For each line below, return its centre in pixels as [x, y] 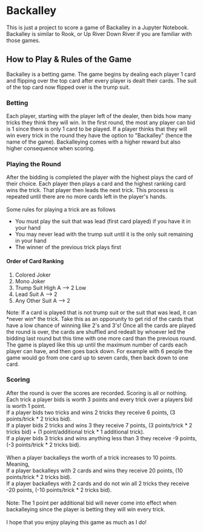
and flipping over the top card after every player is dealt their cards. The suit [101, 80]
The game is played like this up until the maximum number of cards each [97, 345]
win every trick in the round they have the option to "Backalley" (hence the [99, 136]
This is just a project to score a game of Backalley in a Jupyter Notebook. [98, 27]
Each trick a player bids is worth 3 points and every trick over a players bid [99, 399]
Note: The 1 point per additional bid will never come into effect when [92, 503]
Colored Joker [33, 275]
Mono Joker [30, 281]
